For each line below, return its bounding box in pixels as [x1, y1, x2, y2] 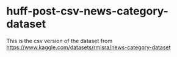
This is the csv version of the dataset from [6, 37, 113, 44]
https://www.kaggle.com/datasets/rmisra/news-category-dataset [6, 44, 171, 51]
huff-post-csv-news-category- [6, 4, 169, 18]
